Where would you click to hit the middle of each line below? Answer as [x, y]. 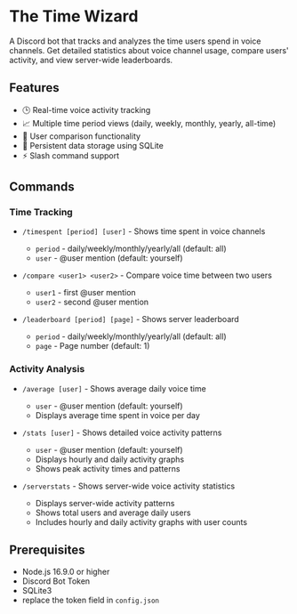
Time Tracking [41, 213]
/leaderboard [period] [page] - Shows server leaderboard [131, 319]
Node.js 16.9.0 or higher [66, 571]
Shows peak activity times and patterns [108, 468]
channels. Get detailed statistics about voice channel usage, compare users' [149, 50]
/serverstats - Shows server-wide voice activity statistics [128, 486]
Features [34, 88]
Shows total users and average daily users [113, 513]
